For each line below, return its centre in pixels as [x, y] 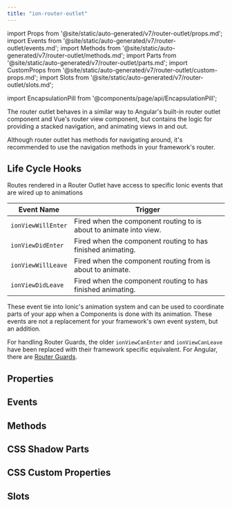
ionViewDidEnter [37, 246]
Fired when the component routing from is [142, 261]
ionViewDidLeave [37, 285]
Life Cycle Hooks [44, 169]
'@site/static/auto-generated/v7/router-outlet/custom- [140, 70]
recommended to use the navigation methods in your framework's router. [111, 147]
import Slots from [65, 77]
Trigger [147, 210]
